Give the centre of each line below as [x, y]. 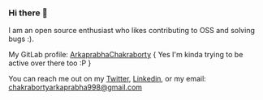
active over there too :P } [50, 63]
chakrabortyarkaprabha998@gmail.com [75, 87]
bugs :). [21, 39]
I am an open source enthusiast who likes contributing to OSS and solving [132, 31]
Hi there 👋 [28, 13]
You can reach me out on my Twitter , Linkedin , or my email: [108, 79]
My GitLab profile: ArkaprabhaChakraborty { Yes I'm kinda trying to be [126, 55]
